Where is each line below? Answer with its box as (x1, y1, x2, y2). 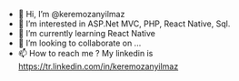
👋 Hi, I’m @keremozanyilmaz (17, 9, 125, 19)
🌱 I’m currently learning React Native (17, 28, 156, 38)
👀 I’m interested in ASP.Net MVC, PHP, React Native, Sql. (17, 18, 231, 29)
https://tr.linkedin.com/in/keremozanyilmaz (17, 61, 179, 72)
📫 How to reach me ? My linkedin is (17, 48, 154, 58)
